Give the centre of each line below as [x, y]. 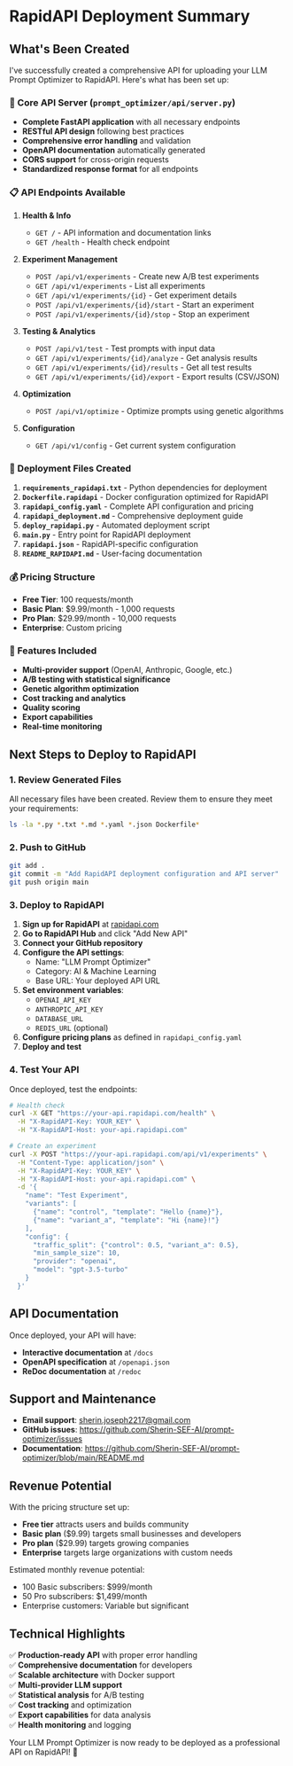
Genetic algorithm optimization [81, 689]
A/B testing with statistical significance [96, 679]
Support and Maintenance [83, 1399]
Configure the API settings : [73, 953]
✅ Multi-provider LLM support [66, 1685]
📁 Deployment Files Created [70, 468]
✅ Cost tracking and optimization [70, 1705]
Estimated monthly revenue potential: [77, 1570]
